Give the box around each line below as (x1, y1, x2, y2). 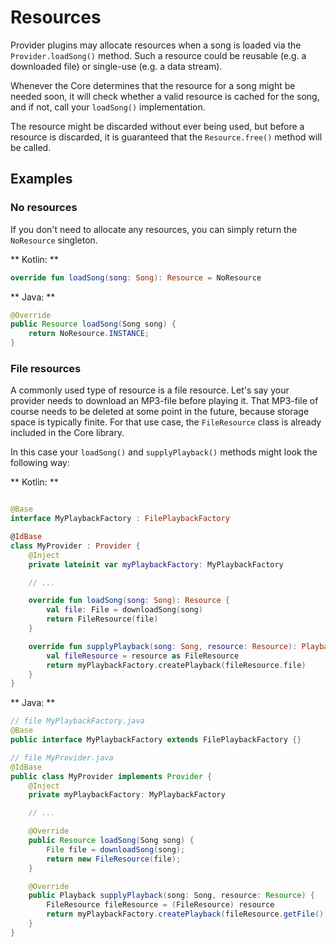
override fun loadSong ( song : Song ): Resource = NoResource (10, 272, 262, 283)
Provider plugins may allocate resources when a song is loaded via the (10, 39, 302, 51)
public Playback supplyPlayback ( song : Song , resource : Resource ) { (28, 891, 315, 901)
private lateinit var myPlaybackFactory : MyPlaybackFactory (28, 559, 284, 570)
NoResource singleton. (10, 234, 98, 246)
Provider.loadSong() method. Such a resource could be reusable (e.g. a (10, 49, 307, 61)
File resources (10, 361, 82, 375)
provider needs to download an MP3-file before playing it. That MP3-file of (10, 395, 319, 407)
